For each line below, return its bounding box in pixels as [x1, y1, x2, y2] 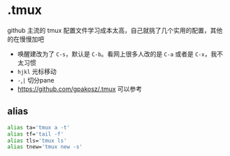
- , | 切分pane [17, 76, 55, 84]
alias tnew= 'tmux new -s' [7, 143, 82, 150]
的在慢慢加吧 [7, 34, 44, 43]
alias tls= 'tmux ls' [7, 137, 68, 144]
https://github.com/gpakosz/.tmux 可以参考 [17, 85, 143, 93]
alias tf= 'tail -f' [7, 130, 64, 138]
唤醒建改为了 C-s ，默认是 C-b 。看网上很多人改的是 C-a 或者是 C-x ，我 [17, 50, 217, 58]
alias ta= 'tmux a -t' [7, 124, 71, 131]
